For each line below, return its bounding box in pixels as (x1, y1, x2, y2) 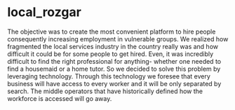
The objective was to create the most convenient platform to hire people (7, 27, 216, 36)
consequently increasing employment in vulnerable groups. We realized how (7, 34, 229, 43)
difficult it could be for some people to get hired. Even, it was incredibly (7, 50, 214, 58)
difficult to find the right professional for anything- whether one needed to (7, 57, 222, 65)
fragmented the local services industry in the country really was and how (7, 42, 219, 50)
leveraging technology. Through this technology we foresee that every (7, 71, 210, 81)
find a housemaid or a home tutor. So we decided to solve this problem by (7, 64, 221, 73)
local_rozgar (7, 4, 82, 20)
